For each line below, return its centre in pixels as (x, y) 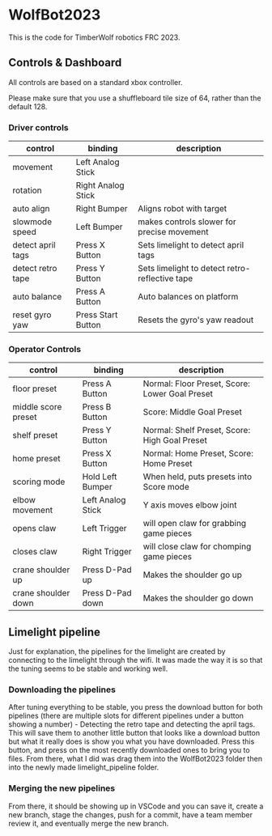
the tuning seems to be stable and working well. (88, 668)
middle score (37, 407)
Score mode (166, 487)
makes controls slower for (187, 222)
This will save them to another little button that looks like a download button (134, 733)
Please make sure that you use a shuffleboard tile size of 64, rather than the (135, 98)
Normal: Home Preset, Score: (198, 453)
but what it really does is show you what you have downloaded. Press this (132, 741)
